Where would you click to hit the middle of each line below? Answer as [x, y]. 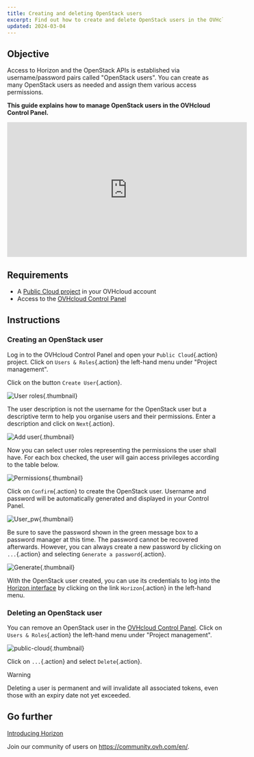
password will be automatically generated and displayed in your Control [108, 498]
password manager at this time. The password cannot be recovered [103, 539]
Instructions [34, 320]
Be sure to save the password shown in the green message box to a [103, 532]
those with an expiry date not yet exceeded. [69, 695]
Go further [30, 717]
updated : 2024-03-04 [37, 26]
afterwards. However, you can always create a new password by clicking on [114, 547]
